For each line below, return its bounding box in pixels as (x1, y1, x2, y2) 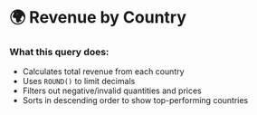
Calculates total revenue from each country (22, 66, 185, 77)
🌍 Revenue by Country (9, 7, 187, 28)
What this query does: (9, 46, 109, 59)
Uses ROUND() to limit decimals (22, 76, 136, 87)
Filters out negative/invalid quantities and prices (22, 85, 202, 96)
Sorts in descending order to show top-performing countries (22, 95, 249, 106)
